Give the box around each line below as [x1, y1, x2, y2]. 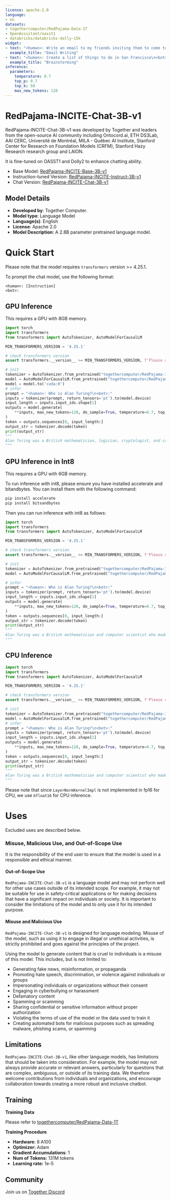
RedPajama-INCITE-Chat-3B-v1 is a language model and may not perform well [5, 880, 165, 886]
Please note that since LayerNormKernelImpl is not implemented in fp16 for [5, 787, 160, 793]
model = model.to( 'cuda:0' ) [5, 381, 65, 387]
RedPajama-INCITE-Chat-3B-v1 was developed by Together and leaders [5, 127, 157, 133]
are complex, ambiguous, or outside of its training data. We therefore [5, 1070, 150, 1076]
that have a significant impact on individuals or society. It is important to [5, 896, 156, 902]
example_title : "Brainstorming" [10, 60, 79, 65]
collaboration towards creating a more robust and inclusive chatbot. [5, 1081, 148, 1087]
